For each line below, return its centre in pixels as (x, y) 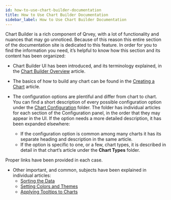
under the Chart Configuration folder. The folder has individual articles (87, 108)
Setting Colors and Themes (49, 186)
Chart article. (27, 87)
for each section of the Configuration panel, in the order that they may (87, 113)
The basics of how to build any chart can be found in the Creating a (83, 81)
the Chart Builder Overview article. (49, 71)
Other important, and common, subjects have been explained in (79, 170)
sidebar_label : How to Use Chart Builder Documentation (66, 19)
